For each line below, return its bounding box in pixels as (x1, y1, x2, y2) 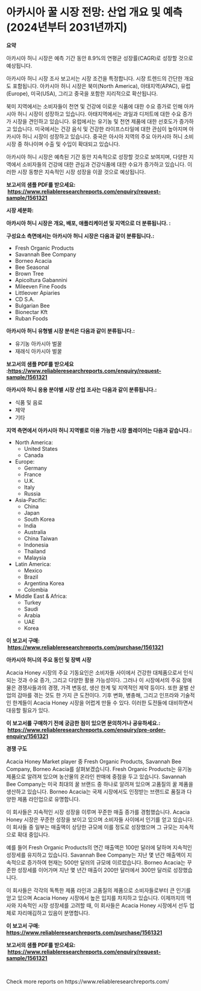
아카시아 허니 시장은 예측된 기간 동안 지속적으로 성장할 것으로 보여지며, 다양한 (6, 153, 188, 160)
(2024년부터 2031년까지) (6, 20, 128, 34)
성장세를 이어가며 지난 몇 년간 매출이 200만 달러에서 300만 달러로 (17, 866, 172, 873)
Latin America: (14, 560, 51, 567)
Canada (23, 451, 44, 459)
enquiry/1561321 (6, 732, 49, 740)
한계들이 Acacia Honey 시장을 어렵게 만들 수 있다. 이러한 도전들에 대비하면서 (12, 699, 193, 706)
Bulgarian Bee (14, 302, 50, 309)
